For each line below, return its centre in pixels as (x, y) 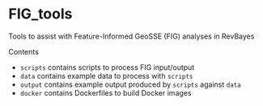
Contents (23, 51)
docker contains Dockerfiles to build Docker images (106, 92)
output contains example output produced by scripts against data (130, 84)
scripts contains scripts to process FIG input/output (107, 67)
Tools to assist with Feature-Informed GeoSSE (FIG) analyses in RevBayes (131, 36)
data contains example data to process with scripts (106, 75)
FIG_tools (40, 14)
